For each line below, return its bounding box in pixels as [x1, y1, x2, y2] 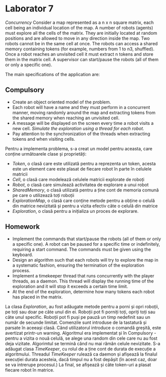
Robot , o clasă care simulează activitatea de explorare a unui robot [12, 182, 149, 188]
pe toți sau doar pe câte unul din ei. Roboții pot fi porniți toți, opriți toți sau [5, 309, 156, 315]
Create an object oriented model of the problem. [12, 99, 111, 105]
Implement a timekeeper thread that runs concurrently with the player [12, 273, 155, 279]
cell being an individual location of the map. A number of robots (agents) [5, 24, 154, 30]
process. [12, 267, 31, 274]
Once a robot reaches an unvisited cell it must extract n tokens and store [5, 51, 154, 57]
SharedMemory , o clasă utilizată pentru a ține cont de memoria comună [12, 187, 159, 193]
